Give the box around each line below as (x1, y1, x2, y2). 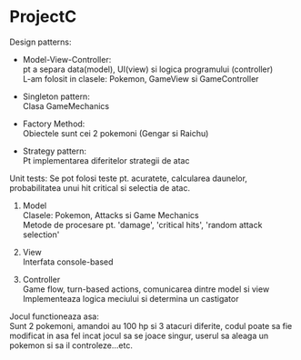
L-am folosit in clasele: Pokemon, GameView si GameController (22, 73, 259, 84)
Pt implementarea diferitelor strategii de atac (22, 155, 190, 165)
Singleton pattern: (22, 91, 91, 102)
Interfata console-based (22, 256, 114, 267)
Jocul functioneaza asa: (9, 311, 100, 322)
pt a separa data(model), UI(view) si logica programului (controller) (22, 64, 274, 75)
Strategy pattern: (22, 145, 87, 156)
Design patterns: (9, 36, 72, 47)
